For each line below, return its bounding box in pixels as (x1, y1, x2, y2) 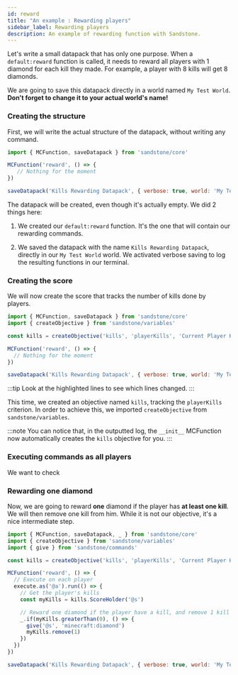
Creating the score (7, 275, 73, 285)
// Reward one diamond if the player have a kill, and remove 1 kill (20, 608, 230, 616)
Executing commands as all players (7, 452, 132, 462)
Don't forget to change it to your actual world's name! (7, 94, 169, 102)
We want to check (7, 468, 60, 476)
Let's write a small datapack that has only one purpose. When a (7, 50, 193, 58)
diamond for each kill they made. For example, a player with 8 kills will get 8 (7, 65, 228, 73)
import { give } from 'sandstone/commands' (7, 544, 138, 551)
